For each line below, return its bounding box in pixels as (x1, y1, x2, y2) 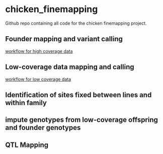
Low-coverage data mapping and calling (5, 63, 134, 71)
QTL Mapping (5, 140, 49, 149)
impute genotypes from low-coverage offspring (5, 116, 158, 124)
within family (5, 98, 47, 107)
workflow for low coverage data (5, 76, 71, 82)
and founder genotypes (5, 123, 81, 132)
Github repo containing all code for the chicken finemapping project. (5, 20, 147, 26)
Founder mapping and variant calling (5, 35, 123, 43)
